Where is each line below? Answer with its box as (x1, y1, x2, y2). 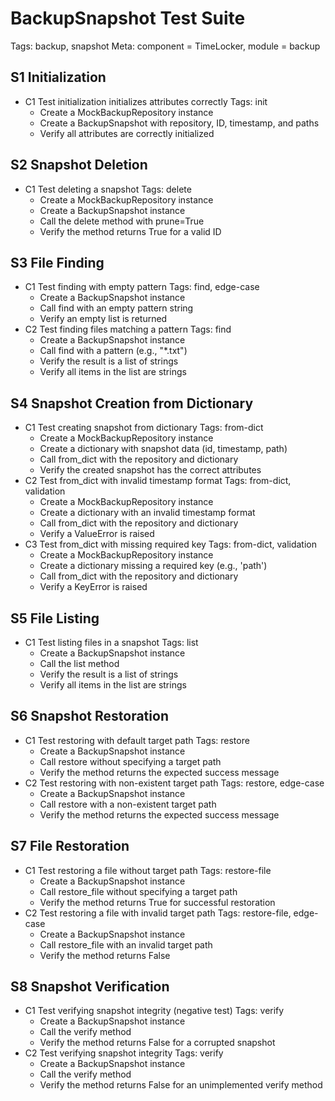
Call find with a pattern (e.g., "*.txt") (39, 345, 188, 357)
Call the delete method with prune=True (39, 215, 205, 227)
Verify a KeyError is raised (39, 581, 148, 593)
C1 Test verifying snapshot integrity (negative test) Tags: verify (24, 1005, 285, 1017)
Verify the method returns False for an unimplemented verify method (39, 1079, 323, 1091)
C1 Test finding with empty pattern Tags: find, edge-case (24, 281, 260, 293)
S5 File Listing (10, 610, 100, 627)
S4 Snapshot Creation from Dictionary (10, 395, 254, 412)
